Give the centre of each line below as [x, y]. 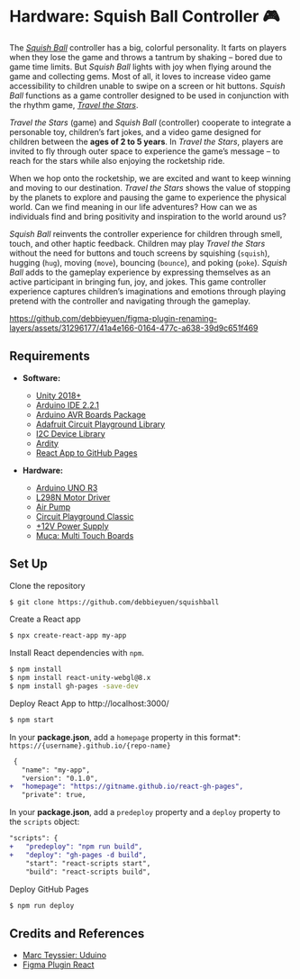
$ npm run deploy [42, 905]
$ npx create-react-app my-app [68, 636]
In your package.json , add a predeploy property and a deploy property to [145, 812]
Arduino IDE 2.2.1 [67, 404]
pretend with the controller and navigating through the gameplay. [130, 301]
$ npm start [32, 720]
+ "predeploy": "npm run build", [76, 847]
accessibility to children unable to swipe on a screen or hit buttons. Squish [147, 86]
